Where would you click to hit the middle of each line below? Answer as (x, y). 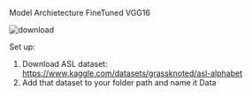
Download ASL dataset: (65, 64)
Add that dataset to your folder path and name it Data (119, 82)
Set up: (22, 47)
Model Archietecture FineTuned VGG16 (80, 13)
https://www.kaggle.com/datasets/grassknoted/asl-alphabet (132, 73)
